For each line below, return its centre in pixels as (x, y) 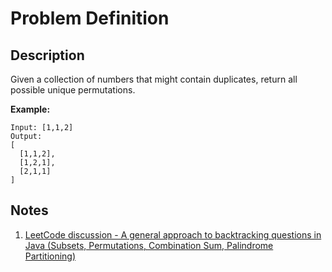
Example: (30, 109)
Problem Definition (90, 18)
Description (47, 55)
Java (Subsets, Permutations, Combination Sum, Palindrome (149, 245)
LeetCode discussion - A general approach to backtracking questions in (173, 234)
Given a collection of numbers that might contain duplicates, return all (154, 79)
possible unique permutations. (73, 90)
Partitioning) (50, 256)
